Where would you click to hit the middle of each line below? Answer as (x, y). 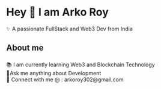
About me (25, 48)
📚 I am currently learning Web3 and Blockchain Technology (80, 65)
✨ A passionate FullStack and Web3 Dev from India (70, 29)
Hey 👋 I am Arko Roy (58, 12)
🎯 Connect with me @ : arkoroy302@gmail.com (65, 79)
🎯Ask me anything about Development (54, 73)
